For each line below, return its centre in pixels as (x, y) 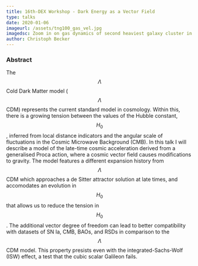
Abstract (19, 60)
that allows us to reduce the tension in (53, 205)
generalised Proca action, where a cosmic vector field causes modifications (99, 155)
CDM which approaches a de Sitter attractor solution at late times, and (92, 179)
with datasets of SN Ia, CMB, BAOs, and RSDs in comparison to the (88, 232)
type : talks (21, 17)
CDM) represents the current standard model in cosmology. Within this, (93, 109)
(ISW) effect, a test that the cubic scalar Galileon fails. (72, 256)
